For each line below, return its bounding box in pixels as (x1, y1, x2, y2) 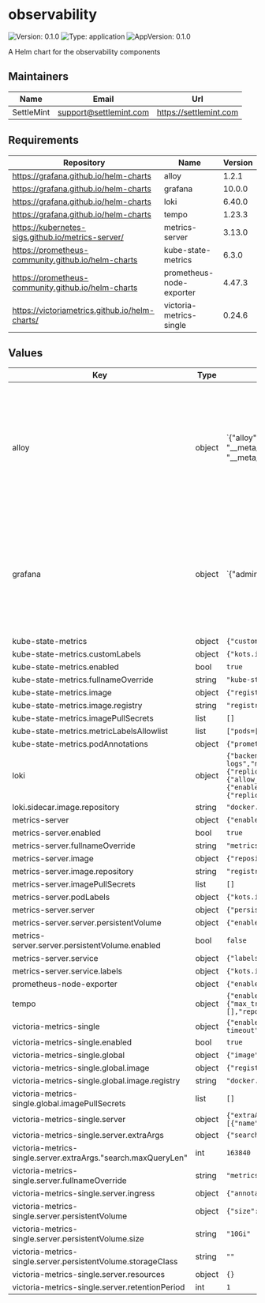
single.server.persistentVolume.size (12, 1233, 144, 1245)
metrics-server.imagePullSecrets (12, 879, 136, 890)
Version (222, 156, 253, 168)
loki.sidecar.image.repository (12, 802, 120, 813)
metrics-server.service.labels (12, 966, 122, 977)
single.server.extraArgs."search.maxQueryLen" (12, 1152, 188, 1163)
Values (8, 346, 43, 360)
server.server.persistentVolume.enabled (12, 940, 161, 951)
